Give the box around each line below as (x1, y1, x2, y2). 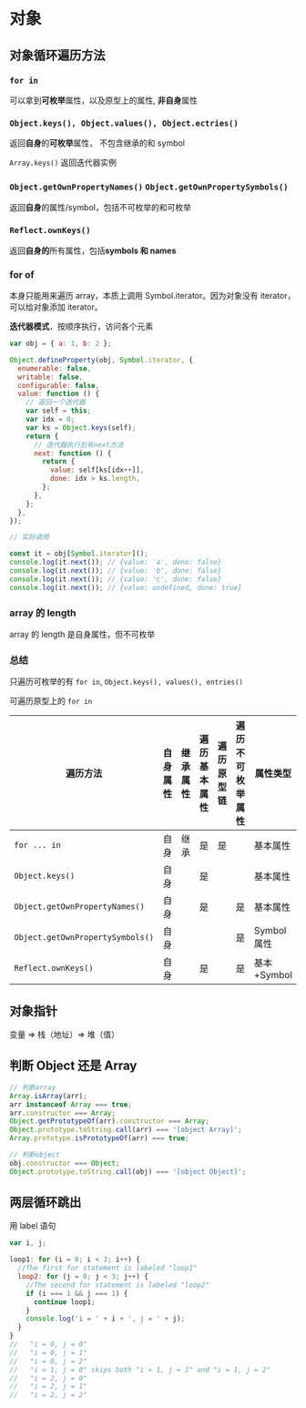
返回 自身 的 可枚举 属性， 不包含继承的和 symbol (9, 138, 185, 148)
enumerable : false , (17, 363, 92, 373)
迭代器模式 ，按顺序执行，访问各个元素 (9, 321, 153, 332)
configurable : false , (17, 381, 100, 390)
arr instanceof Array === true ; (9, 1099, 132, 1109)
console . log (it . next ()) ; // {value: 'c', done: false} (9, 575, 222, 584)
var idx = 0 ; (25, 415, 76, 424)
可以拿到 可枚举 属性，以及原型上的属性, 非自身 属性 (9, 95, 198, 106)
